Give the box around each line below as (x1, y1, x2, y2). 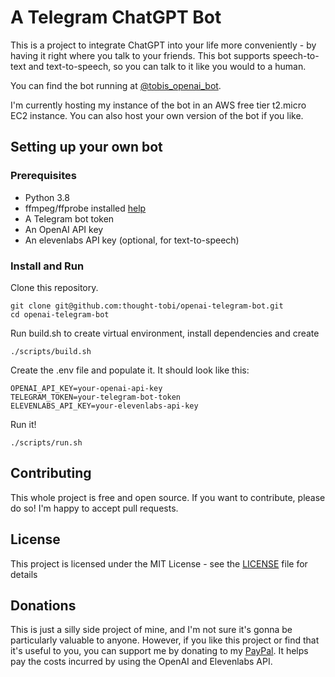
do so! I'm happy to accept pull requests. (10, 502, 179, 514)
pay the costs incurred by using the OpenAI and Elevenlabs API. (10, 656, 273, 668)
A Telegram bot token (24, 212, 115, 225)
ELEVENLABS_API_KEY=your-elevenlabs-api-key (10, 401, 199, 411)
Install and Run (10, 259, 85, 273)
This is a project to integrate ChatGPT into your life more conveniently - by (10, 39, 317, 51)
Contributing (10, 465, 92, 482)
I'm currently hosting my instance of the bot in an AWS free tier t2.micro (10, 99, 307, 111)
